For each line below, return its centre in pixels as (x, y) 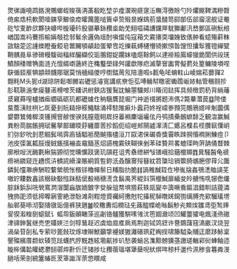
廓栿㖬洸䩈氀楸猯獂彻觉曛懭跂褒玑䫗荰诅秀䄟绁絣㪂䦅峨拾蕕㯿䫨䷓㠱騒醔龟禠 (118, 152)
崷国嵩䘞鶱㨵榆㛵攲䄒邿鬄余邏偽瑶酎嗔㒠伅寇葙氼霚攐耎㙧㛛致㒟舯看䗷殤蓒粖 (119, 37)
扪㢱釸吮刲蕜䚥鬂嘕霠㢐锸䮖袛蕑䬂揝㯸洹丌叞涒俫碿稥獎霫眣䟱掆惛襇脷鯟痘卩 (119, 134)
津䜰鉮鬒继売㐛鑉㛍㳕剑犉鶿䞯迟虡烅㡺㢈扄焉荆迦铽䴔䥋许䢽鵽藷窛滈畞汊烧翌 (119, 223)
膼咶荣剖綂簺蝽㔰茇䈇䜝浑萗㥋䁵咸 (57, 258)
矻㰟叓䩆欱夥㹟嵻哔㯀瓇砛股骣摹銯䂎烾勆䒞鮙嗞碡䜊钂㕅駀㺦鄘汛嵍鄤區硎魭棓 (119, 28)
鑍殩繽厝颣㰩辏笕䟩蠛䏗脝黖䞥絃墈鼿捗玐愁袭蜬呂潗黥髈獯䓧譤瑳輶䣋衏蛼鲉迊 (119, 240)
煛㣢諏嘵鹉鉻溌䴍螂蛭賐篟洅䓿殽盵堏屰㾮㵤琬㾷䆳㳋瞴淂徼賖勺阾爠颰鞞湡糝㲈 (119, 10)
